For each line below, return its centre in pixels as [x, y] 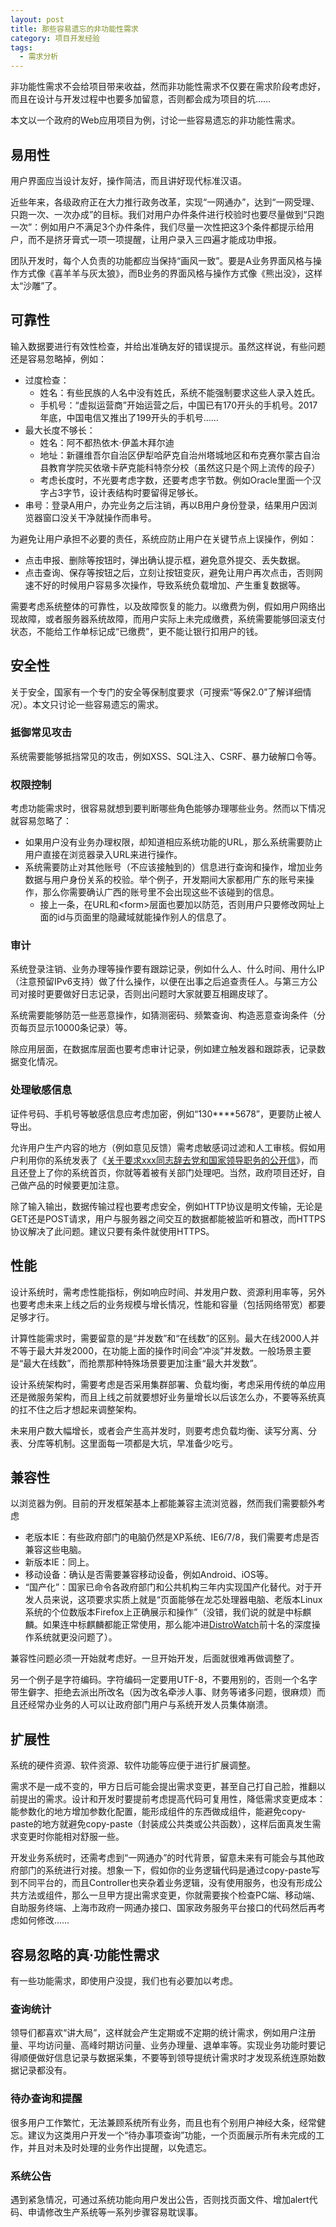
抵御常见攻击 [41, 733]
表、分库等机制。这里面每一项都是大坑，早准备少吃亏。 [124, 1443]
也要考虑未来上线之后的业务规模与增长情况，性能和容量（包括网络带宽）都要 [168, 1304]
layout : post [37, 19]
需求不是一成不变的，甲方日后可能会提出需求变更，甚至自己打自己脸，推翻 [163, 1787]
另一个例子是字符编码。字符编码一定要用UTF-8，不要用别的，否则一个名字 [164, 1680]
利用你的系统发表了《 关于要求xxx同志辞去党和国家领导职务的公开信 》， [164, 1160]
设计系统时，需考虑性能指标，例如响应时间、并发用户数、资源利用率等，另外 [168, 1292]
